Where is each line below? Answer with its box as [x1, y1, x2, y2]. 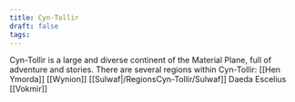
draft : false [9, 22, 59, 31]
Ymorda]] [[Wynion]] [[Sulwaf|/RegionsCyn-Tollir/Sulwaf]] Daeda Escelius [9, 74, 287, 85]
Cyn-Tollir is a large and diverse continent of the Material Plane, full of [9, 55, 271, 66]
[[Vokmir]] [9, 83, 48, 95]
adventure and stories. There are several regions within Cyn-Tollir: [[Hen [9, 64, 280, 75]
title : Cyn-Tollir [9, 13, 79, 23]
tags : [9, 30, 30, 39]
